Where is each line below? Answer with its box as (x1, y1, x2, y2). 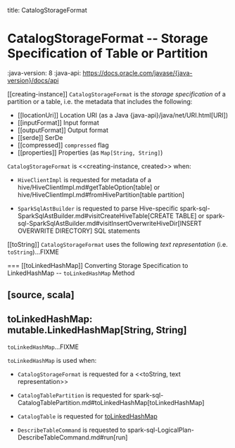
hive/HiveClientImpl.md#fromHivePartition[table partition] (17, 190, 185, 199)
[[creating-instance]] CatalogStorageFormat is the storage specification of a (7, 89, 227, 98)
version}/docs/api (7, 76, 59, 84)
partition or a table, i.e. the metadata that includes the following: (7, 97, 193, 105)
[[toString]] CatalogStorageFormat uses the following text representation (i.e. (7, 240, 228, 248)
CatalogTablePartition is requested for (17, 391, 132, 399)
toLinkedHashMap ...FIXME (7, 343, 80, 351)
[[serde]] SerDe (17, 133, 63, 141)
